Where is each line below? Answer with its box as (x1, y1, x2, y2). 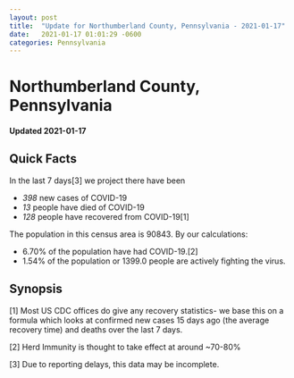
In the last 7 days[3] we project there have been (9, 175, 186, 186)
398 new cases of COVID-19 (21, 192, 128, 203)
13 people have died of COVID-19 (21, 202, 145, 213)
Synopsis (9, 281, 63, 297)
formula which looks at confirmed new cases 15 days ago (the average (9, 315, 270, 325)
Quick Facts (9, 151, 78, 166)
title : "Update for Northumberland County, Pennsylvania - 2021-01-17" (9, 21, 286, 30)
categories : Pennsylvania (9, 38, 105, 47)
